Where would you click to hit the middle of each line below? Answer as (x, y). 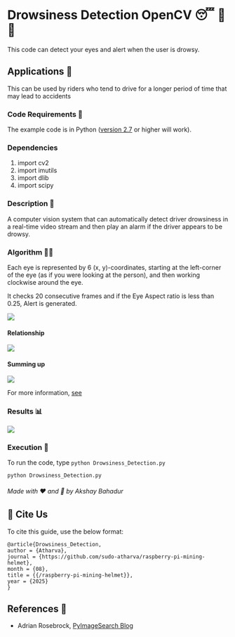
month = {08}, (28, 569)
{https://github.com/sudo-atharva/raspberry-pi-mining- (122, 556)
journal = (22, 556)
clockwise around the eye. (45, 282)
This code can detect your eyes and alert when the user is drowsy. (103, 49)
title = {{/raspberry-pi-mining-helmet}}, (70, 575)
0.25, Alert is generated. (42, 303)
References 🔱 (37, 609)
